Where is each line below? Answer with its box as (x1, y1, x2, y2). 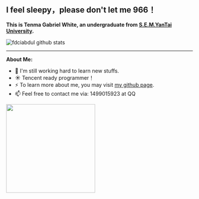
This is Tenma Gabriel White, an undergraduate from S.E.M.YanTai (6, 21, 172, 28)
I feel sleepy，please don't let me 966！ (6, 5, 156, 15)
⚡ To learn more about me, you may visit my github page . (14, 81, 155, 88)
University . (6, 27, 34, 34)
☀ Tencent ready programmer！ (14, 74, 95, 81)
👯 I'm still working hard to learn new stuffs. (14, 67, 120, 74)
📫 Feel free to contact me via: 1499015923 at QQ (14, 90, 136, 97)
